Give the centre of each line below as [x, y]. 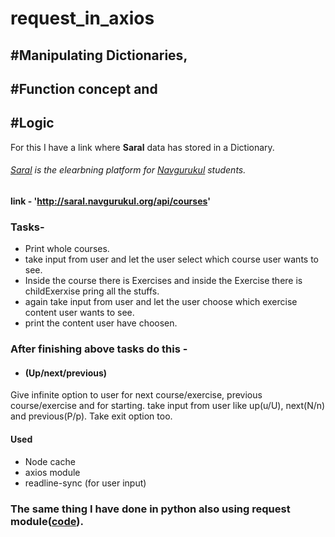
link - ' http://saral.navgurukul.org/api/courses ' [110, 201]
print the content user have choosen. [101, 323]
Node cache [50, 461]
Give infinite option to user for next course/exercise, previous [136, 395]
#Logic [32, 123]
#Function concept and [84, 88]
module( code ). [47, 521]
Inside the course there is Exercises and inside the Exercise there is [163, 281]
